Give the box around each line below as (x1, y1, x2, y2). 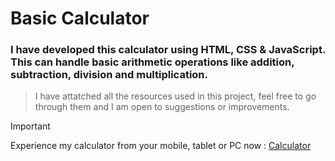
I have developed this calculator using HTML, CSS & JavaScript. (10, 43, 326, 57)
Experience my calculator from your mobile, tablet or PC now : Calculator (10, 140, 312, 152)
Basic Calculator (10, 7, 150, 30)
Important (10, 120, 51, 132)
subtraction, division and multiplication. (10, 68, 209, 82)
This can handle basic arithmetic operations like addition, (10, 55, 295, 69)
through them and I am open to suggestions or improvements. (34, 101, 290, 113)
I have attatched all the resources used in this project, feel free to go (34, 90, 317, 102)
